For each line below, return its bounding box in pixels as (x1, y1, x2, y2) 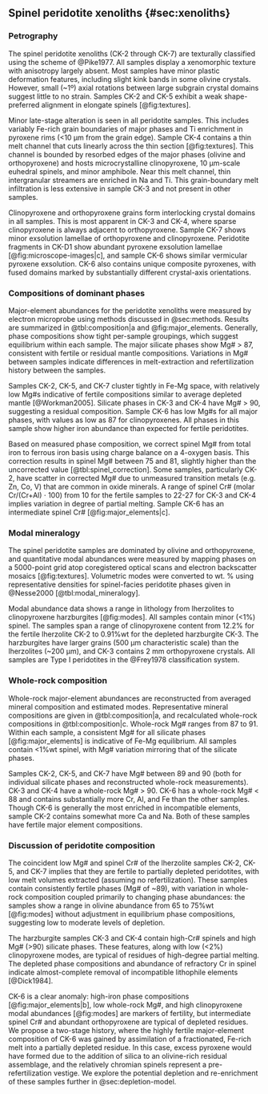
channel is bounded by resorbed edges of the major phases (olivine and (8, 149, 246, 159)
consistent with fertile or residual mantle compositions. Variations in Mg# (8, 348, 249, 358)
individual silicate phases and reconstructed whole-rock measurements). (8, 777, 249, 787)
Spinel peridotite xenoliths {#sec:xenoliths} (8, 6, 230, 20)
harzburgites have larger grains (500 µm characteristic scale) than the (8, 638, 239, 648)
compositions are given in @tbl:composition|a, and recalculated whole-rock (8, 710, 258, 720)
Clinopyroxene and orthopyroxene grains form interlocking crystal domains (8, 208, 256, 218)
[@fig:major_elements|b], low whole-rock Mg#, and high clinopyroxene (8, 999, 242, 1010)
